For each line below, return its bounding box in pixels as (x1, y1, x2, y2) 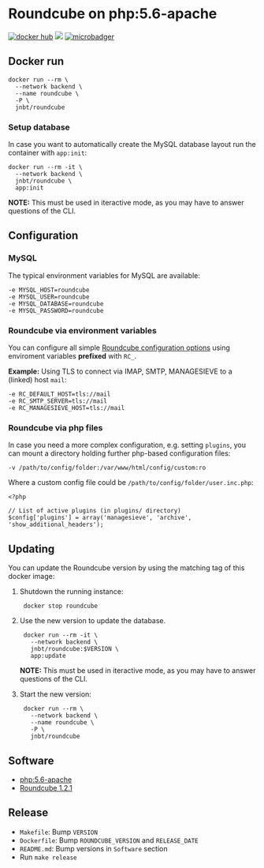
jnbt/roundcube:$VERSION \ (30, 645, 120, 653)
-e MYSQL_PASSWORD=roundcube (8, 306, 104, 314)
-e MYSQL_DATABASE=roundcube (8, 299, 104, 308)
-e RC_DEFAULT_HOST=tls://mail (8, 390, 111, 399)
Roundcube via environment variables (8, 325, 158, 336)
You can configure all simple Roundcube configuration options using (8, 343, 231, 352)
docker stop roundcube (23, 602, 99, 611)
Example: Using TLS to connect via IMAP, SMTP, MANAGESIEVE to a (8, 366, 232, 376)
